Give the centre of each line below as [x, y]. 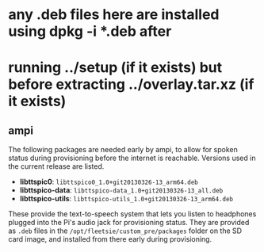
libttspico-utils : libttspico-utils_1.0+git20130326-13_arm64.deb [126, 199]
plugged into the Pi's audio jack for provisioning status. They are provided [129, 223]
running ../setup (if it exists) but [115, 68]
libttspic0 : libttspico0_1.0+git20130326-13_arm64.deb [109, 182]
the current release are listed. [56, 166]
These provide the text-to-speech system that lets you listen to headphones [132, 214]
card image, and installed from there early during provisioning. [110, 239]
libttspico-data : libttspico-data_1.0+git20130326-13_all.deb [121, 190]
